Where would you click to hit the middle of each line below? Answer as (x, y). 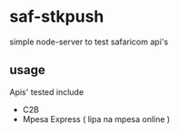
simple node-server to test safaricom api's (89, 42)
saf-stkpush (57, 17)
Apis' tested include (47, 91)
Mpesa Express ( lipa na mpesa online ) (96, 119)
